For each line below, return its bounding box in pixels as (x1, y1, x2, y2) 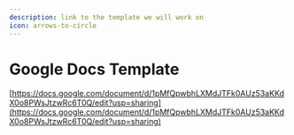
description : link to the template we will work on (9, 12, 204, 22)
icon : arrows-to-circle (9, 21, 97, 30)
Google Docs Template (9, 59, 180, 79)
